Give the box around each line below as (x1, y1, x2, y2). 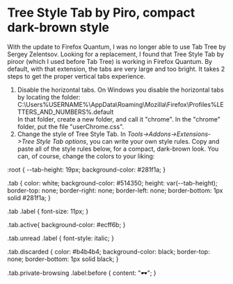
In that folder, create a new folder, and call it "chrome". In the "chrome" (17, 115, 220, 123)
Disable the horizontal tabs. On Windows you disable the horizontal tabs (17, 85, 224, 94)
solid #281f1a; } (7, 193, 51, 202)
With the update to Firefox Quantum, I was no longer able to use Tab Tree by (7, 42, 226, 51)
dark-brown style (7, 19, 110, 35)
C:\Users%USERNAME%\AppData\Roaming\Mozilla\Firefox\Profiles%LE (17, 100, 224, 108)
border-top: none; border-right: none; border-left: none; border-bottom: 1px (7, 186, 223, 194)
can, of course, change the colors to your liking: (17, 151, 155, 160)
